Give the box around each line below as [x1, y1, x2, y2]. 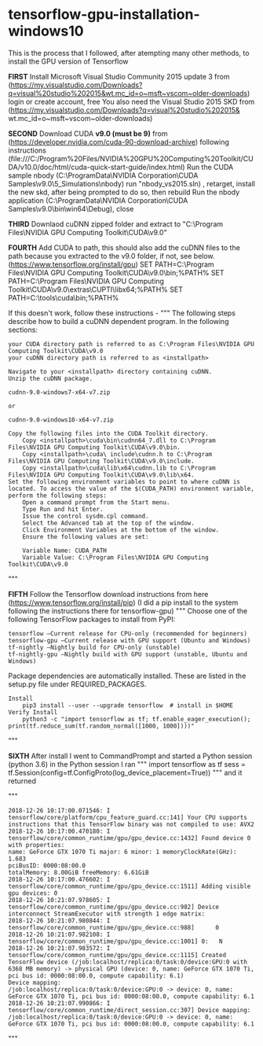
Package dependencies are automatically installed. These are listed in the [8, 671, 247, 680]
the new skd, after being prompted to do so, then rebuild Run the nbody [8, 187, 240, 197]
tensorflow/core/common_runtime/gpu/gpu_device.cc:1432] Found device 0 [8, 834, 251, 842]
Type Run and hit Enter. [22, 505, 104, 513]
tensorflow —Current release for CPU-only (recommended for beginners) [8, 629, 247, 638]
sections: [8, 325, 38, 334]
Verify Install [8, 708, 58, 716]
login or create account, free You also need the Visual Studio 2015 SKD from [8, 97, 255, 106]
